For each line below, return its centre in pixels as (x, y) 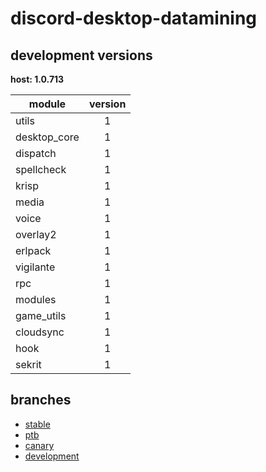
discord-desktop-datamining (134, 18)
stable (37, 424)
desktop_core (47, 137)
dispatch (36, 153)
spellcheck (41, 169)
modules (36, 299)
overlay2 (36, 234)
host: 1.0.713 (37, 79)
